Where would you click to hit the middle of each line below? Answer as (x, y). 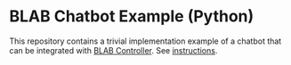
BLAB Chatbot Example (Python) (132, 16)
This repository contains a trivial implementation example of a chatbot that (145, 41)
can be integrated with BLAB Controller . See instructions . (113, 50)
